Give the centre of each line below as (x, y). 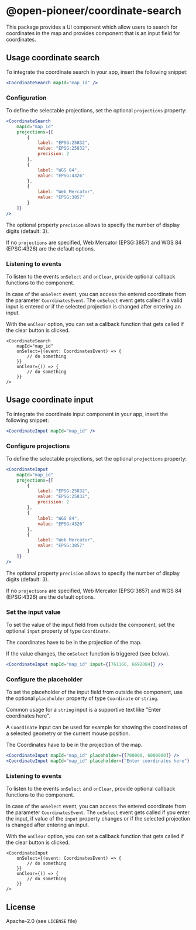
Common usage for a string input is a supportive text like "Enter (83, 710)
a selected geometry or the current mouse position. (68, 733)
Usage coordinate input (50, 400)
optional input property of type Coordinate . (58, 631)
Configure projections (38, 446)
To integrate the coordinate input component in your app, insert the (87, 414)
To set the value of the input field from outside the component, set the (91, 625)
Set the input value (33, 612)
